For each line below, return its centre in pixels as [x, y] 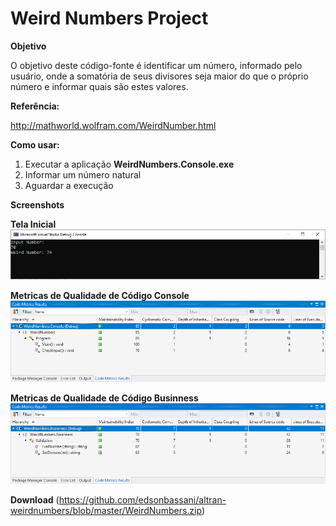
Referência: [35, 106]
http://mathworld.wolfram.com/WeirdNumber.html [113, 125]
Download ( [35, 500]
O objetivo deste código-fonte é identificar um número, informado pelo [156, 65]
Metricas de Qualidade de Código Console [100, 296]
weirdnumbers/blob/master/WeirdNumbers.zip [106, 510]
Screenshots [37, 204]
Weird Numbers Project [109, 18]
